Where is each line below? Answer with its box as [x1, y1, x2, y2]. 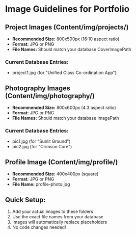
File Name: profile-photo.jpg [12, 182, 70, 187]
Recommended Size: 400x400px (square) [12, 171, 99, 177]
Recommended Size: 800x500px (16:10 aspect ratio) [12, 36, 120, 42]
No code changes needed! [12, 224, 66, 230]
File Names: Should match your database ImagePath [12, 115, 119, 121]
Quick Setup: [5, 195, 46, 204]
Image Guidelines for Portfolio [5, 3, 130, 15]
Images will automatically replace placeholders [12, 219, 107, 225]
